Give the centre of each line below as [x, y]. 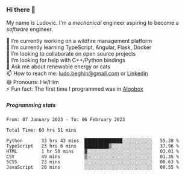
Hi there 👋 [21, 10]
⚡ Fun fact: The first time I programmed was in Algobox [75, 89]
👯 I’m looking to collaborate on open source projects [71, 54]
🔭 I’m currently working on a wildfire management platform [79, 41]
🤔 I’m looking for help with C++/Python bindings [66, 60]
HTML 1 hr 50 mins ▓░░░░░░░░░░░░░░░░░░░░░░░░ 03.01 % [93, 152]
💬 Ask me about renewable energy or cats [58, 67]
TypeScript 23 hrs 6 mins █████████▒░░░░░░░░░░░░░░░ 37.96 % [93, 146]
